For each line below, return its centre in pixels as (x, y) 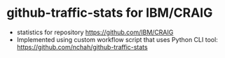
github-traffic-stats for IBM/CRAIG (110, 13)
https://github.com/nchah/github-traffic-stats (82, 47)
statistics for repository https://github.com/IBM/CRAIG (95, 32)
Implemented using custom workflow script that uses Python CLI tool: (117, 39)
